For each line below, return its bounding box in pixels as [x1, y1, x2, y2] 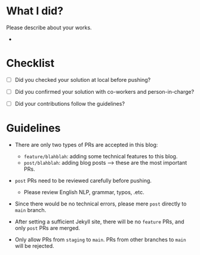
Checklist [6, 57, 55, 70]
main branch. [14, 207, 47, 213]
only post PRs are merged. [14, 225, 81, 231]
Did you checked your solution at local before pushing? [14, 76, 151, 83]
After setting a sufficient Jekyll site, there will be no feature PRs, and [14, 218, 184, 225]
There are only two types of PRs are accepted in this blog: [14, 142, 158, 148]
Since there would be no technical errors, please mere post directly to [14, 200, 187, 207]
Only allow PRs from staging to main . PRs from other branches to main [14, 236, 186, 243]
